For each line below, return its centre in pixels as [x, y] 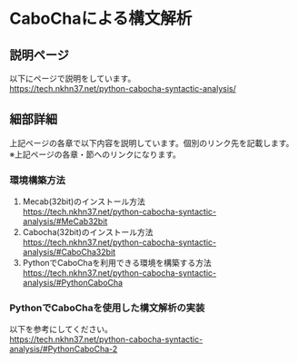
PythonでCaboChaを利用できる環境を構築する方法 [117, 263]
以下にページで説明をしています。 [73, 78]
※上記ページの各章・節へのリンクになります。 [95, 154]
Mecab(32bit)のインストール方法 [84, 201]
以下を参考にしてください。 [61, 329]
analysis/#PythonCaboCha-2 [64, 349]
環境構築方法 [38, 180]
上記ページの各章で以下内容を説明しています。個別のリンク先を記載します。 [152, 142]
